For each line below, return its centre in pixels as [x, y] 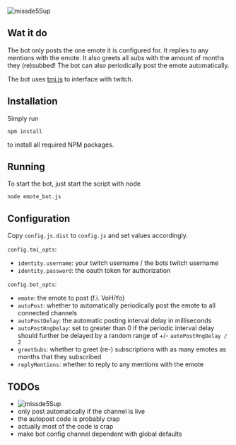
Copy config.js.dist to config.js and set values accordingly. [98, 236]
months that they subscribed [59, 357]
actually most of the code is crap [65, 427]
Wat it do [27, 33]
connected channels [47, 313]
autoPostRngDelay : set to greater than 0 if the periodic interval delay [116, 328]
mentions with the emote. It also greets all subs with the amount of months [116, 57]
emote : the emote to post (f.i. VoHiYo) [71, 298]
